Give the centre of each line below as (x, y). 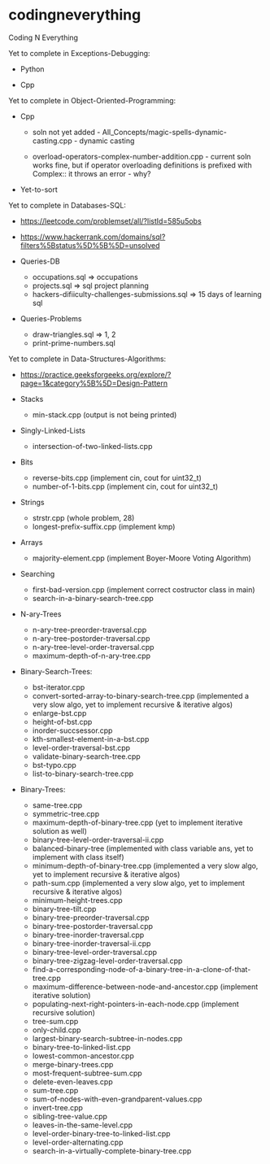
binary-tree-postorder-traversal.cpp (92, 926)
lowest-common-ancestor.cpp (83, 1056)
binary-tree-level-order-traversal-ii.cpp (98, 839)
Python (32, 69)
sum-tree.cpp (55, 1090)
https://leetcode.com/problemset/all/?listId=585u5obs (111, 220)
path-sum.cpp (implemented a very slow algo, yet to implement (139, 883)
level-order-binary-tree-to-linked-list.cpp (101, 1133)
